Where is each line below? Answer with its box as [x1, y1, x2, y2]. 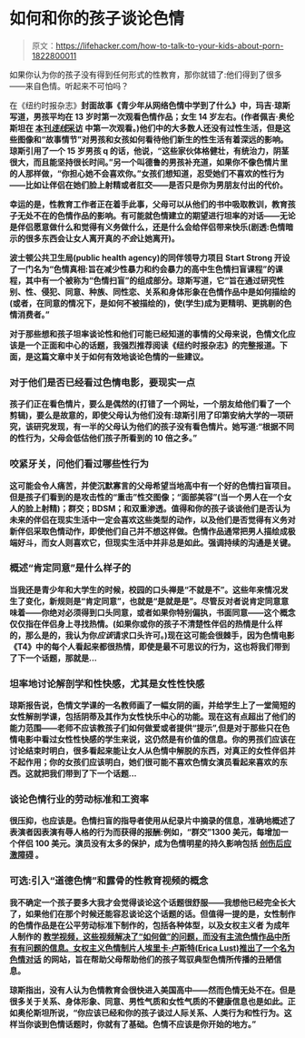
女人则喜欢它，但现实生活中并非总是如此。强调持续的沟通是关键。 [48, 537, 296, 548]
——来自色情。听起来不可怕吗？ [9, 80, 129, 91]
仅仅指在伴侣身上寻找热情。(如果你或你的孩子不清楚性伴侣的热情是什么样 [9, 618, 283, 629]
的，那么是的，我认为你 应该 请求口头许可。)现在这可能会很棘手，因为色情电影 [9, 630, 295, 640]
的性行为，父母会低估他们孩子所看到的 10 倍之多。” [9, 433, 198, 444]
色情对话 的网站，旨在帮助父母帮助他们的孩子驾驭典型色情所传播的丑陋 [9, 953, 274, 964]
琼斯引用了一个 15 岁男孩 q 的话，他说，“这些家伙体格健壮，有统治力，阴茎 [9, 145, 290, 156]
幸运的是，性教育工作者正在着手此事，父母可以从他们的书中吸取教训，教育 [9, 198, 288, 209]
